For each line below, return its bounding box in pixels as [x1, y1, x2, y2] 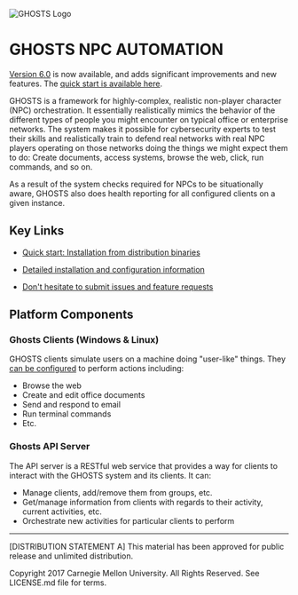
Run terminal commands [21, 409, 112, 419]
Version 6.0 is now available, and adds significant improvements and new [9, 68, 278, 79]
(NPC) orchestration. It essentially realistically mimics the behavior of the [9, 105, 276, 115]
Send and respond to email [21, 400, 122, 410]
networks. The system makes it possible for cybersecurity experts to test [9, 123, 277, 134]
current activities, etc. [21, 506, 102, 517]
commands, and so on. [9, 161, 93, 172]
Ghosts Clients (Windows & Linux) [9, 334, 160, 346]
